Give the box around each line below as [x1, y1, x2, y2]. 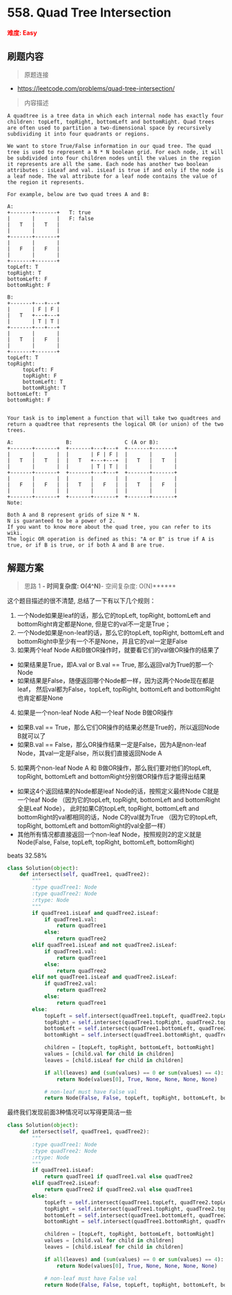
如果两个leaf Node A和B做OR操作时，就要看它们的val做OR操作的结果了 [17, 645, 220, 654]
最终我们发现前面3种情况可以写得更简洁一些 [7, 1108, 133, 1117]
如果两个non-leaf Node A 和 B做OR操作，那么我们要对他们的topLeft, [17, 764, 212, 772]
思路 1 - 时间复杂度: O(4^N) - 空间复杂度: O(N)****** [23, 582, 177, 590]
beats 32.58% [7, 851, 48, 860]
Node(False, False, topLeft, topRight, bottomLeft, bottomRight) [17, 838, 195, 846]
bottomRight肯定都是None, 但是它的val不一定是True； [17, 620, 171, 628]
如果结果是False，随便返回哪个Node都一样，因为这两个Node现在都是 [17, 676, 215, 685]
